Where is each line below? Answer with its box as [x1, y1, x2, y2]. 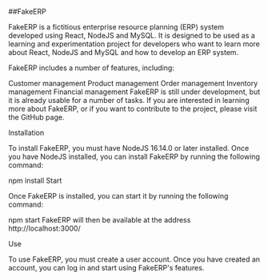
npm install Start [8, 175, 62, 185]
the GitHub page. [8, 112, 65, 122]
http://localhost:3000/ [8, 223, 82, 233]
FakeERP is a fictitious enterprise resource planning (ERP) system [8, 22, 225, 31]
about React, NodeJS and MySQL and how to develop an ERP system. [8, 48, 239, 57]
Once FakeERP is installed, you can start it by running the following [8, 191, 229, 200]
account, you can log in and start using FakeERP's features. [8, 263, 205, 272]
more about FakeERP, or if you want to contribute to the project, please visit [8, 104, 258, 113]
